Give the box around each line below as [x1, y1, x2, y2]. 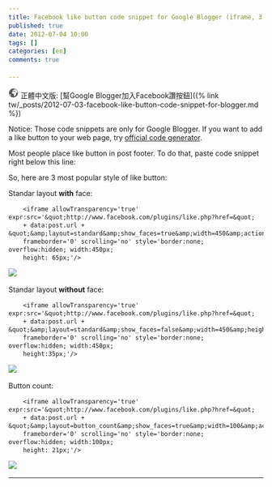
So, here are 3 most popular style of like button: [8, 173, 168, 182]
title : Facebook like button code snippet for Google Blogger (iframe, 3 [8, 13, 263, 21]
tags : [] [8, 39, 38, 47]
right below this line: [8, 156, 76, 166]
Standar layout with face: [8, 188, 93, 198]
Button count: [8, 381, 54, 391]
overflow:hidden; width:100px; [8, 438, 114, 446]
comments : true [8, 56, 60, 64]
